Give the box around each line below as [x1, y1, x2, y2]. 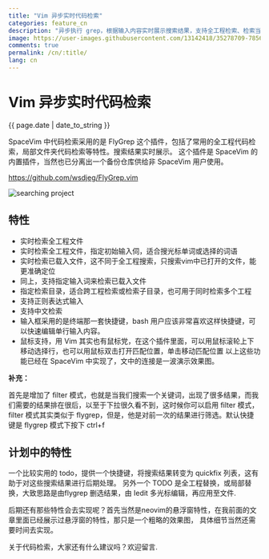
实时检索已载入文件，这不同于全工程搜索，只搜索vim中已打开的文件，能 [19, 256, 257, 266]
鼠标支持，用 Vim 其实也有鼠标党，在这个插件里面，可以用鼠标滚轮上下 [19, 336, 255, 345]
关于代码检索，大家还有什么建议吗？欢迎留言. [8, 542, 159, 552]
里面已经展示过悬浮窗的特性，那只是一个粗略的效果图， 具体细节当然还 [14, 515, 249, 525]
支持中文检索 [19, 305, 62, 316]
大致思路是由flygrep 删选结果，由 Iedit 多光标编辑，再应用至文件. [22, 489, 236, 498]
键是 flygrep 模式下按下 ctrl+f [8, 420, 106, 429]
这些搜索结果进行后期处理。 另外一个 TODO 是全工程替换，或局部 [29, 478, 245, 488]
